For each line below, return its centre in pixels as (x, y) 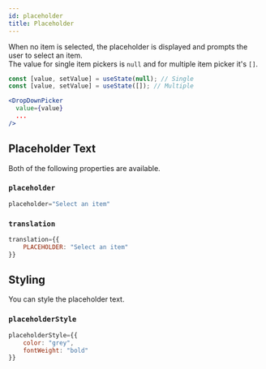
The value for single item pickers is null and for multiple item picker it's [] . (133, 64)
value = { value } (39, 109)
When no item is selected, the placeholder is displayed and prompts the (128, 46)
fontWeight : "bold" (56, 350)
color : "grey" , (49, 343)
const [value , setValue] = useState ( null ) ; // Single (101, 79)
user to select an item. (45, 55)
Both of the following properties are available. (84, 168)
